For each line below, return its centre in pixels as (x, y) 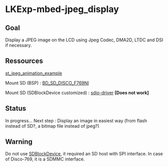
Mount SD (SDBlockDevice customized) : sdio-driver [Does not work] (77, 93)
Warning (19, 142)
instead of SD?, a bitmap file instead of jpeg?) (52, 126)
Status (16, 108)
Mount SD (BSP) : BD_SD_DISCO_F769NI (47, 83)
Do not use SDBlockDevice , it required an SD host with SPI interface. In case (84, 154)
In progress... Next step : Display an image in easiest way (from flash (76, 120)
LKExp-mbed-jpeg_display (62, 9)
